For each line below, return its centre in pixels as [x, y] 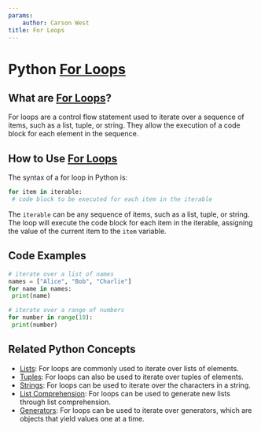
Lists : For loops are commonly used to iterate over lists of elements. [129, 368]
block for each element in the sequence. [74, 134]
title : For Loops [37, 30]
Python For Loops [67, 69]
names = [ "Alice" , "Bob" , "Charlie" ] [70, 281]
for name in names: [40, 288]
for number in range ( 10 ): [50, 318]
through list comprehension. [65, 402]
